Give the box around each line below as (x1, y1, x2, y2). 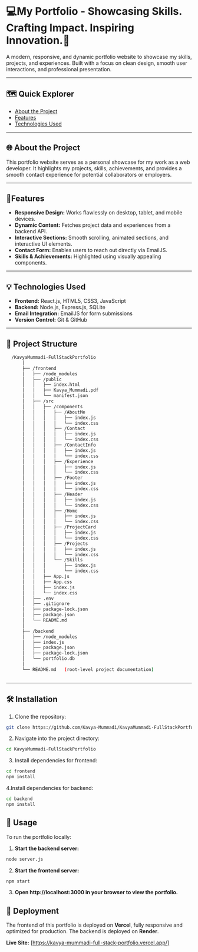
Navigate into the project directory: (14, 735, 100, 742)
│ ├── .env (21, 596, 54, 601)
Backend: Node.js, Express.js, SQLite (14, 304, 106, 311)
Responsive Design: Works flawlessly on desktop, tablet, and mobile (14, 209, 183, 216)
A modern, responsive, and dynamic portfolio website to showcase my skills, (6, 53, 192, 60)
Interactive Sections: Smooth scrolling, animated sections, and (14, 234, 169, 242)
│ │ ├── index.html (21, 382, 81, 388)
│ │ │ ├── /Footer (21, 475, 83, 481)
